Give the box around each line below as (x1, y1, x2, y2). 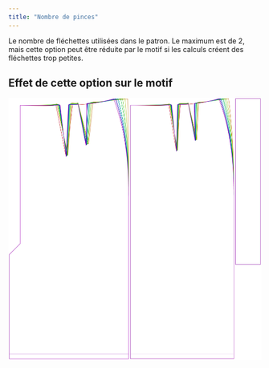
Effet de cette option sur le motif (8, 76, 173, 90)
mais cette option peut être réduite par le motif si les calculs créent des (8, 44, 244, 54)
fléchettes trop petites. (8, 53, 84, 63)
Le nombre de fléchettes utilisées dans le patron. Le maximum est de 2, (8, 36, 245, 46)
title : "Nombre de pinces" (8, 13, 99, 21)
